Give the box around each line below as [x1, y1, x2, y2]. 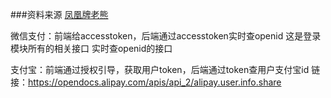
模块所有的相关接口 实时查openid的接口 [10, 43, 173, 54]
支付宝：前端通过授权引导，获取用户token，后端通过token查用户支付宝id [10, 64, 310, 75]
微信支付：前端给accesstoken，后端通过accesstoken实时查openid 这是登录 [10, 30, 322, 42]
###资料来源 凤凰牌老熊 [10, 9, 109, 20]
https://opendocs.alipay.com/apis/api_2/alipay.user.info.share [28, 76, 282, 88]
